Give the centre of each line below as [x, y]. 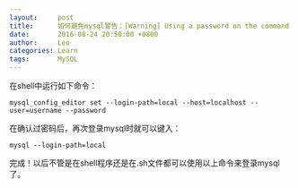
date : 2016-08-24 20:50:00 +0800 [84, 34]
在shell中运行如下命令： [53, 85]
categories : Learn [44, 51]
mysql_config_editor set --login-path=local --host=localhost [128, 103]
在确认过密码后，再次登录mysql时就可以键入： [95, 128]
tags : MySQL [44, 59]
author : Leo [39, 43]
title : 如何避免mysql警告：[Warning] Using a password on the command [149, 26]
